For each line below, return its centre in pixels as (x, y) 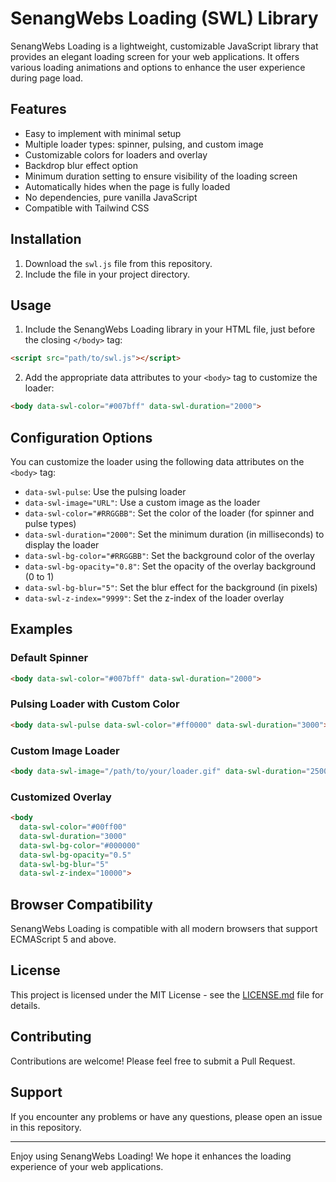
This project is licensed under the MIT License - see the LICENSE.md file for (167, 994)
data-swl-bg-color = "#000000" (80, 845)
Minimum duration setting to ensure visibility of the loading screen (161, 176)
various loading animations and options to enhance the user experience (158, 67)
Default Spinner (49, 658)
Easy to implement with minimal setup (103, 133)
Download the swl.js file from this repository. (118, 263)
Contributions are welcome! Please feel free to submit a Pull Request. (153, 1061)
